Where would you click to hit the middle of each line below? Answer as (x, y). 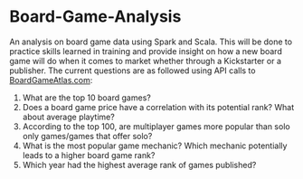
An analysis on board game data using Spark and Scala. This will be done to (151, 42)
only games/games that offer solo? (87, 136)
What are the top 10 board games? (86, 98)
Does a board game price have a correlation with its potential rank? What (158, 107)
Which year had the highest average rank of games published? (139, 165)
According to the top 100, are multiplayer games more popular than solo (156, 126)
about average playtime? (68, 117)
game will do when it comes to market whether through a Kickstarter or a (146, 61)
